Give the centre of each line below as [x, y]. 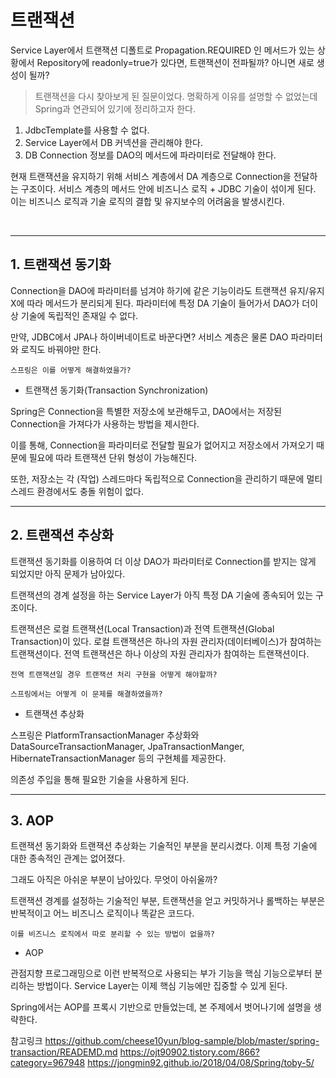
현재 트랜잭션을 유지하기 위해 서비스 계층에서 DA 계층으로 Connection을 [151, 176]
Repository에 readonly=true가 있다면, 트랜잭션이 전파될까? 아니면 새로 [175, 62]
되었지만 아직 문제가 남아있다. [68, 573]
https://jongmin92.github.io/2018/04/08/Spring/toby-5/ [201, 1063]
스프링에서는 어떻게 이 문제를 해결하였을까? [86, 694]
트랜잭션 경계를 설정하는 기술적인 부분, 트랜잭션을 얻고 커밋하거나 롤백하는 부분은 [168, 901]
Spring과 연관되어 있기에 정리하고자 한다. [115, 108]
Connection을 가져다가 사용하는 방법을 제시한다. [105, 423]
